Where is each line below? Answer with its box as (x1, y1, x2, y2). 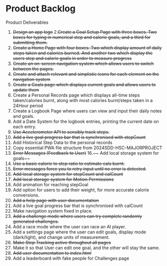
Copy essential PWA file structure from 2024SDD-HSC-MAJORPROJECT (12, 145, 163, 151)
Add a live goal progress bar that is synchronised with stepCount (12, 134, 146, 140)
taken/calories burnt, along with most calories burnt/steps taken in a (12, 97, 153, 103)
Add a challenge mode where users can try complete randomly (12, 213, 142, 219)
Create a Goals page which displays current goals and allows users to (12, 81, 156, 87)
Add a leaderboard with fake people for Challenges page (12, 255, 130, 261)
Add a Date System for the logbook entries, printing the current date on (12, 118, 159, 124)
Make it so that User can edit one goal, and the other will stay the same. (12, 245, 160, 251)
